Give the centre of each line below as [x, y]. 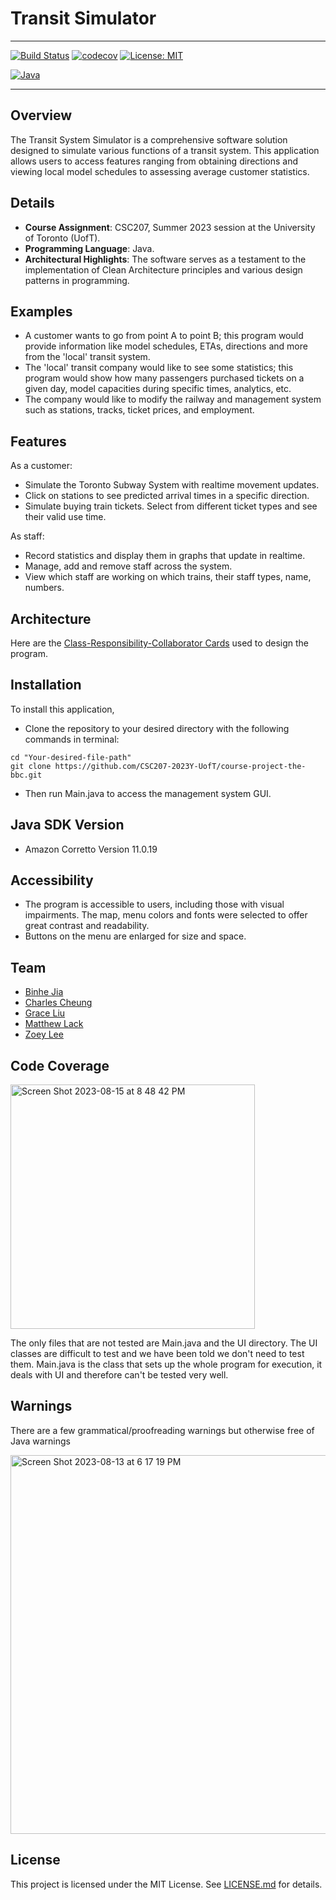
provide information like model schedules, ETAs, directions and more [166, 346]
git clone [31, 766]
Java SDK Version [67, 825]
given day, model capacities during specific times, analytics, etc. [158, 389]
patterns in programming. [77, 280]
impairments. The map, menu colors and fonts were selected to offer [166, 915]
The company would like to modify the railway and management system [173, 399]
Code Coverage [60, 1065]
